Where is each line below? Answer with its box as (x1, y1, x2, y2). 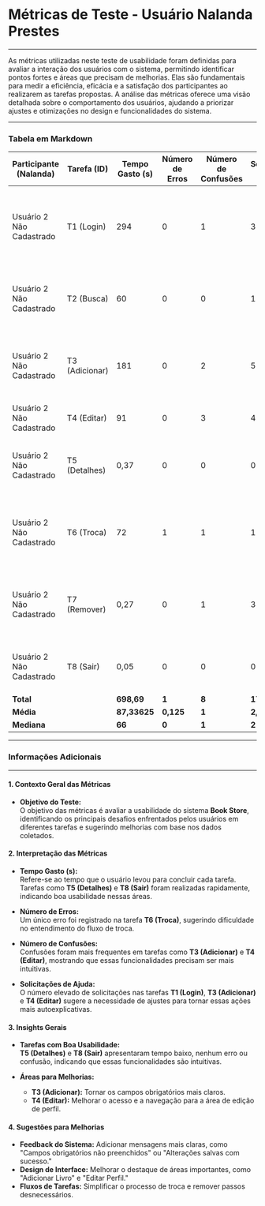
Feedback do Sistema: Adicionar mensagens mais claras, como (19, 1140, 228, 1149)
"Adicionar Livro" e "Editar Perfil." (19, 1174, 129, 1183)
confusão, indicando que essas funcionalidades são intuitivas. (19, 1057, 222, 1066)
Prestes (8, 22, 60, 40)
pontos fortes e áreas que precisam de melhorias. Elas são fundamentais (8, 73, 245, 82)
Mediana (12, 720, 46, 731)
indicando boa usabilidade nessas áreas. (19, 891, 152, 901)
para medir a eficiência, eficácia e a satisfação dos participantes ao (8, 81, 229, 90)
